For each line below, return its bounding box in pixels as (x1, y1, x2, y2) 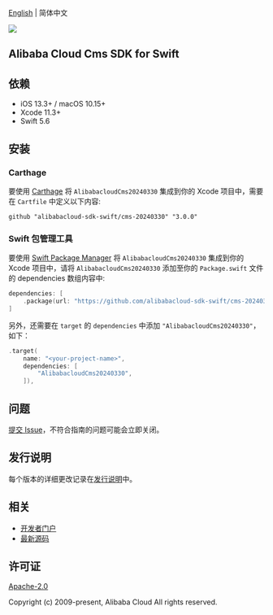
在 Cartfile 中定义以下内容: (8, 196, 102, 206)
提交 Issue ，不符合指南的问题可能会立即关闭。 (8, 425, 164, 434)
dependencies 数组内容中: (17, 273, 106, 283)
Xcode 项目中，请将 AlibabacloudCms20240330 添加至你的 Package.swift (8, 264, 248, 273)
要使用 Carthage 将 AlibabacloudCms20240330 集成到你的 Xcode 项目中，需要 (8, 186, 264, 196)
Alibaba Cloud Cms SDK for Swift (8, 47, 180, 61)
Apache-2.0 (8, 582, 49, 591)
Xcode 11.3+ (19, 107, 61, 117)
